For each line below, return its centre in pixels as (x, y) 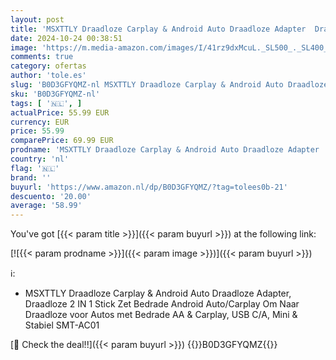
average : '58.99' (46, 206)
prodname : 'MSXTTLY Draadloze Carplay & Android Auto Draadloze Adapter (165, 150)
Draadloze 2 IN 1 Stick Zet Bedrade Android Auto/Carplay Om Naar (162, 304)
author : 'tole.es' (48, 76)
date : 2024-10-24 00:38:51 (66, 38)
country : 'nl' (40, 159)
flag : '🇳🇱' (35, 168)
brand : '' (31, 177)
